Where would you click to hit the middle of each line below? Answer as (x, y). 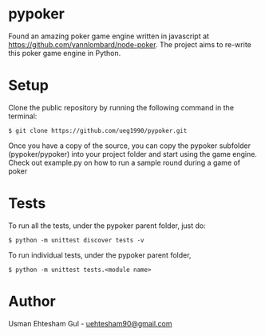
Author (32, 302)
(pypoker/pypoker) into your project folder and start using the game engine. (133, 154)
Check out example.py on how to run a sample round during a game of (125, 162)
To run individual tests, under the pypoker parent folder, (100, 255)
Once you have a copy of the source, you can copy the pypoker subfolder (130, 146)
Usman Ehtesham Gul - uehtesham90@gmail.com (90, 323)
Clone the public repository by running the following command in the (121, 107)
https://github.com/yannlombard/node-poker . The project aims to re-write (130, 44)
